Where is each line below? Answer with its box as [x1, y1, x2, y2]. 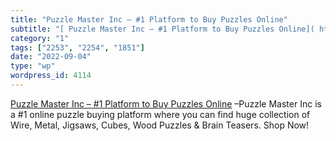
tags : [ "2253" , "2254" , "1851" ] [10, 42, 145, 53]
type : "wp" [10, 61, 56, 71]
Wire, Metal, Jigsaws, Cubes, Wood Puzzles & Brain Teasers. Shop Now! [10, 119, 310, 131]
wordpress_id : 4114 [10, 71, 92, 81]
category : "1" [10, 33, 70, 43]
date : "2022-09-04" [10, 52, 92, 62]
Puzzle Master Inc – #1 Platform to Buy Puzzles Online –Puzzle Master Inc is [10, 97, 322, 110]
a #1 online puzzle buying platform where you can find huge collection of [10, 108, 311, 120]
